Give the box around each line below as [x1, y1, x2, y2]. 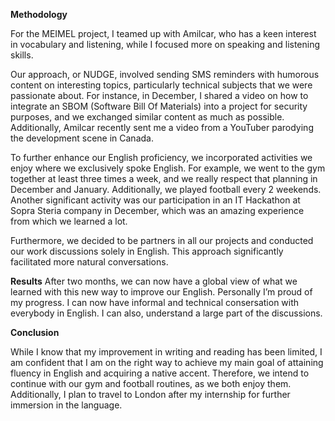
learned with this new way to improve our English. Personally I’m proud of [10, 286, 313, 298]
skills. [10, 49, 34, 61]
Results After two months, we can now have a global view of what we [10, 275, 298, 287]
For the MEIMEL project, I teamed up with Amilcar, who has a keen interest [10, 28, 317, 39]
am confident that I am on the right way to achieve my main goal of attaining [10, 357, 324, 368]
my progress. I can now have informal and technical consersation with [10, 297, 300, 308]
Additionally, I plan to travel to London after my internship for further [10, 389, 291, 400]
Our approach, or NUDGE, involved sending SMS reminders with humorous [10, 69, 320, 80]
